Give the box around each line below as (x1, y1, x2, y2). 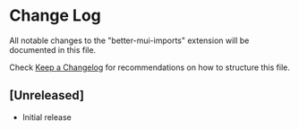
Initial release (21, 111, 72, 122)
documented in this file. (9, 44, 97, 55)
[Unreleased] (9, 88, 85, 103)
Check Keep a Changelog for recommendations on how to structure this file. (9, 62, 291, 73)
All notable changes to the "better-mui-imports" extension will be (9, 35, 250, 46)
